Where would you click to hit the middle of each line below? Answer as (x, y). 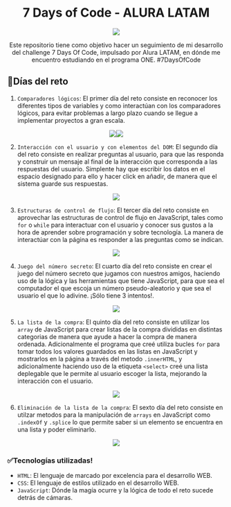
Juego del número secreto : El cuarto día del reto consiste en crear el (114, 266)
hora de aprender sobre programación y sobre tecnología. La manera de (120, 232)
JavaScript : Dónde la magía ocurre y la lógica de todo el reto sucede (115, 490)
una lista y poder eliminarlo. (57, 429)
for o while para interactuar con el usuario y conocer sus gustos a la (115, 225)
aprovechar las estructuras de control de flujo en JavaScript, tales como (120, 217)
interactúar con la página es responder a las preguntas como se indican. (120, 239)
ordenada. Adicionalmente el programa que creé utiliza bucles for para (118, 344)
